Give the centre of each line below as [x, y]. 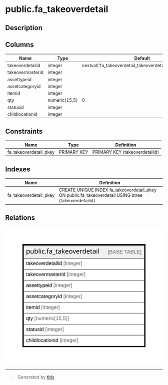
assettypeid [19, 79]
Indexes [18, 169]
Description [24, 28]
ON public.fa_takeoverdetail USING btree [101, 195]
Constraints [24, 131]
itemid [14, 93]
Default [142, 58]
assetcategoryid [24, 86]
